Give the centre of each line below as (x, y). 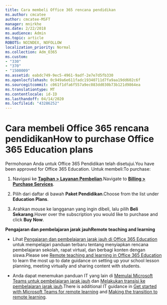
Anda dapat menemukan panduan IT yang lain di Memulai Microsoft (82, 276)
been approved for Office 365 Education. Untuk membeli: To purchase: (78, 169)
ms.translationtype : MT (30, 89)
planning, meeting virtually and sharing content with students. (76, 266)
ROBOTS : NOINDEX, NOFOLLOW (33, 43)
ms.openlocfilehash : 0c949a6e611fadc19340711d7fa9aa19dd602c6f (73, 80)
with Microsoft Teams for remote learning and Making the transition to (85, 292)
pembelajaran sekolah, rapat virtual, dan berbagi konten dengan (79, 250)
